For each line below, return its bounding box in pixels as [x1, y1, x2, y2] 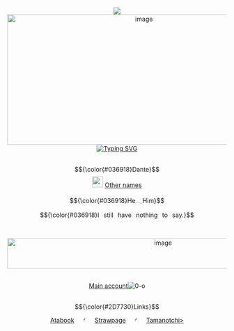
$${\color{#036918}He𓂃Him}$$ [69, 197, 165, 204]
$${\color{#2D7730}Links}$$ [75, 302, 159, 311]
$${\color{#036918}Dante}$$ [74, 165, 160, 173]
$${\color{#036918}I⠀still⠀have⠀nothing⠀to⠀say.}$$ [39, 211, 195, 219]
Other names [104, 181, 142, 189]
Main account [88, 282, 128, 290]
